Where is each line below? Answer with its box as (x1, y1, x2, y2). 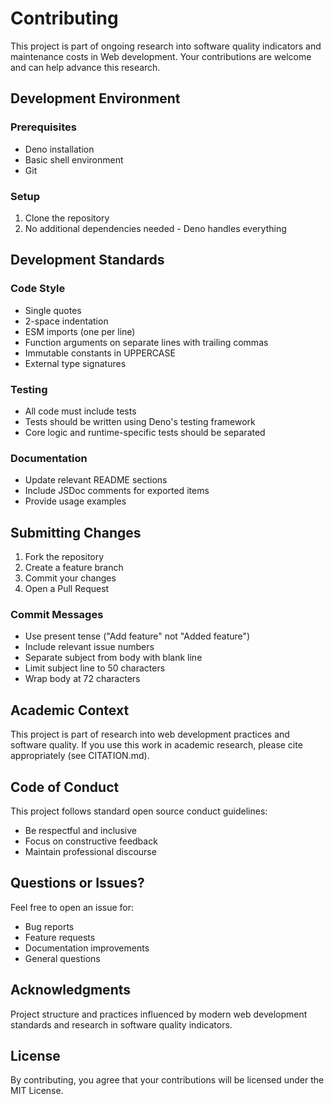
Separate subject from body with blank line (24, 652, 203, 664)
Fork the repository (24, 551, 105, 563)
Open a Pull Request (24, 583, 110, 595)
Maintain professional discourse (24, 845, 157, 857)
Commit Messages (10, 607, 104, 621)
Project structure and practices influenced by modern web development (10, 1008, 308, 1020)
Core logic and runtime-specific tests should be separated (24, 426, 266, 438)
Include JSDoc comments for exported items (24, 485, 210, 497)
